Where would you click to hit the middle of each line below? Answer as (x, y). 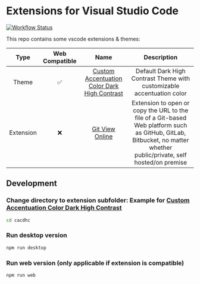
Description (161, 57)
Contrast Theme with (161, 78)
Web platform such (160, 125)
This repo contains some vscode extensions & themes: (74, 39)
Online (104, 136)
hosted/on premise (161, 162)
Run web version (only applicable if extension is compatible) (95, 263)
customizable (161, 86)
